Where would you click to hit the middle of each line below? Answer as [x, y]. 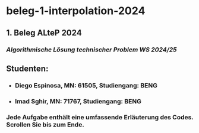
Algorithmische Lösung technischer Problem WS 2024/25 [91, 50]
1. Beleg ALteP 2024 [44, 33]
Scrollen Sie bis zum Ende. [45, 124]
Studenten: [27, 68]
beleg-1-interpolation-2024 [76, 11]
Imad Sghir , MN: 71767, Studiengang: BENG [78, 101]
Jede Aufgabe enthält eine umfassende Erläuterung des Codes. [100, 117]
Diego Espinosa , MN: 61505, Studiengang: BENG [86, 85]
